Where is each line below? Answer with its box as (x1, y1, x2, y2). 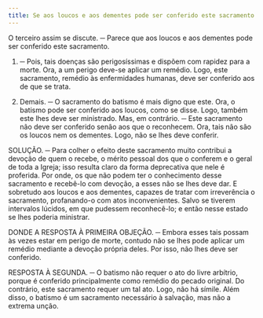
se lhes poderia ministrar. (8, 212, 90, 221)
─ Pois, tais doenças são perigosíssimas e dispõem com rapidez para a (19, 57, 250, 66)
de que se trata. (19, 82, 71, 91)
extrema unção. (8, 301, 59, 310)
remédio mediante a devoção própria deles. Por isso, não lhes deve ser (8, 244, 238, 254)
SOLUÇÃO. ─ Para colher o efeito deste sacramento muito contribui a (8, 145, 232, 155)
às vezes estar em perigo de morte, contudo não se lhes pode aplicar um (8, 236, 245, 245)
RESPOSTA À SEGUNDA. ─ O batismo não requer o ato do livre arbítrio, (8, 268, 238, 277)
